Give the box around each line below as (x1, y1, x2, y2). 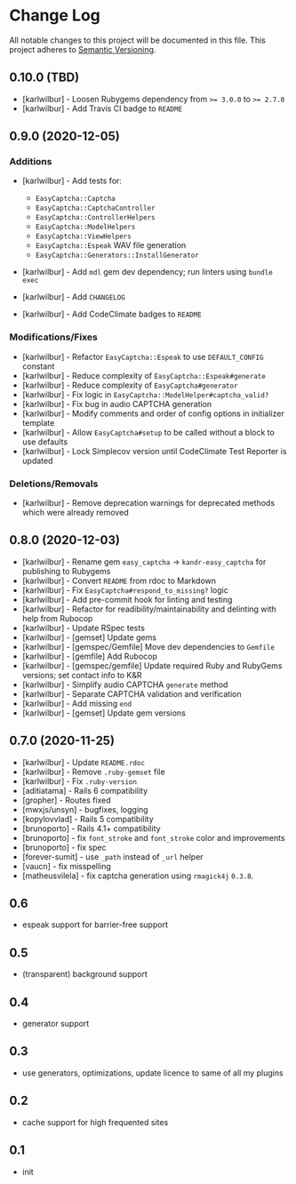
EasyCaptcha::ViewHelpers (35, 232, 132, 241)
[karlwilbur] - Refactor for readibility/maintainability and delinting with (21, 604, 277, 614)
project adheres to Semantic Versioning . (9, 44, 156, 54)
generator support (21, 1019, 90, 1029)
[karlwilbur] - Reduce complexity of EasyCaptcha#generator (21, 380, 238, 390)
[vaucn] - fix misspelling (21, 860, 111, 871)
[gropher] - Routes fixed (21, 795, 111, 805)
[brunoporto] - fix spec (21, 842, 107, 852)
